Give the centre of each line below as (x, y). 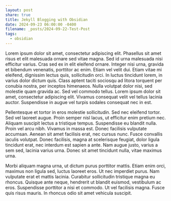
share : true (18, 15)
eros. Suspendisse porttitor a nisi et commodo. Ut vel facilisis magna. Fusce (85, 187)
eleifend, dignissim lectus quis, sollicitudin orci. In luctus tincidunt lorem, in (84, 75)
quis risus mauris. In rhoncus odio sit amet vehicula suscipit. (69, 193)
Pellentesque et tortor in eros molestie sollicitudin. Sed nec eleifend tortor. (83, 112)
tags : (11, 34)
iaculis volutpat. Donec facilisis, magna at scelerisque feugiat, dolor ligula (82, 139)
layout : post (19, 10)
